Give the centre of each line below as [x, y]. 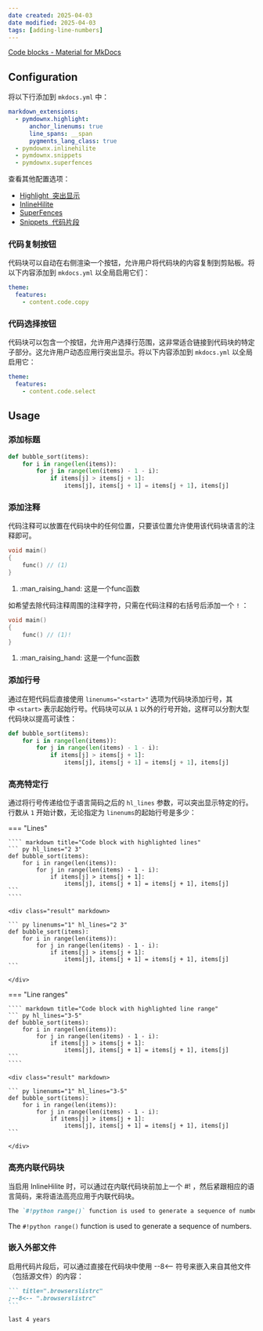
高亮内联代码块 [36, 1168]
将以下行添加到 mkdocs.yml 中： [59, 97]
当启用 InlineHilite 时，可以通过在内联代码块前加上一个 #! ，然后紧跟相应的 [128, 1186]
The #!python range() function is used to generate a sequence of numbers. [130, 1226]
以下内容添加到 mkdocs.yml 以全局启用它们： [79, 272]
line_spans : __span [60, 133]
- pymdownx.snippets [49, 155]
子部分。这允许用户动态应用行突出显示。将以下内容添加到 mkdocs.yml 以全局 [130, 352]
